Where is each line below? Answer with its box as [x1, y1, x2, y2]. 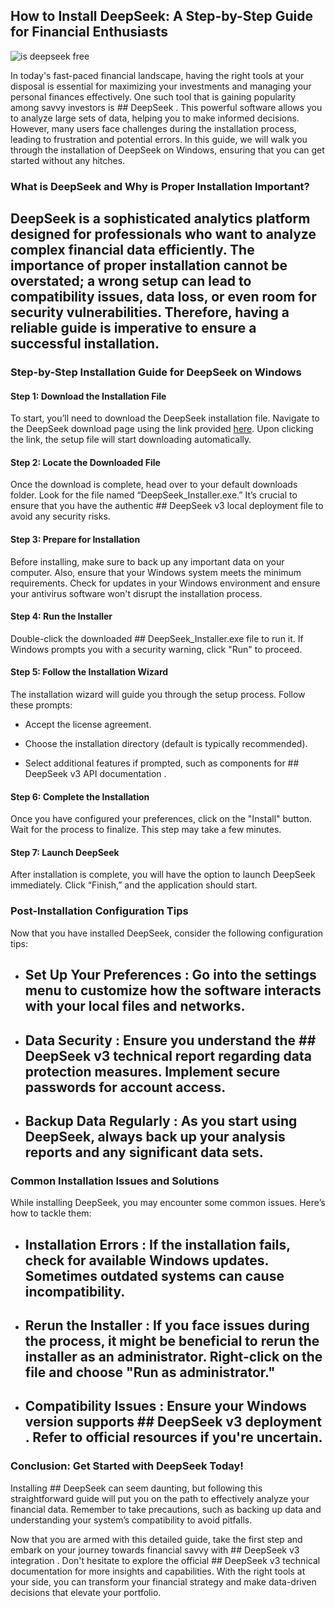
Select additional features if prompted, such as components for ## [24, 757, 300, 769]
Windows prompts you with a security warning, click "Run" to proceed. [10, 643, 303, 655]
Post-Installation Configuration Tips [10, 904, 189, 918]
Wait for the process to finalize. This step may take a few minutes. [10, 824, 282, 836]
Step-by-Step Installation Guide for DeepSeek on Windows [10, 365, 302, 379]
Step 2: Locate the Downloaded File [10, 456, 161, 468]
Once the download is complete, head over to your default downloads [10, 479, 298, 491]
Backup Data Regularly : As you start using [24, 1112, 298, 1129]
